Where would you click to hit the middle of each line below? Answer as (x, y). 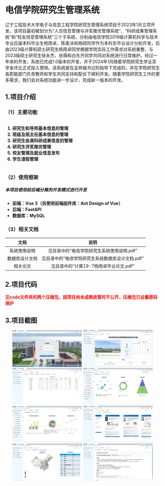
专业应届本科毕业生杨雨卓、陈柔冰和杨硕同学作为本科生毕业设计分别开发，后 (82, 43)
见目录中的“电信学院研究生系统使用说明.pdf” (93, 250)
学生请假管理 (25, 159)
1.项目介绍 (21, 97)
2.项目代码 (21, 284)
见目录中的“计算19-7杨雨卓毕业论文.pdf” (93, 266)
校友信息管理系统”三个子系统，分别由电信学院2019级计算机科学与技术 (88, 37)
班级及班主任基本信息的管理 (40, 134)
